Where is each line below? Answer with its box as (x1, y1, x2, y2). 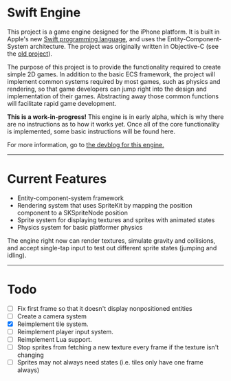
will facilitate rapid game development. (7, 99, 117, 107)
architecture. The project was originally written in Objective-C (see (30, 42, 219, 50)
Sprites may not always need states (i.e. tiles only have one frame (16, 358, 204, 367)
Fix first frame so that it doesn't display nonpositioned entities (16, 304, 192, 312)
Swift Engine (7, 5, 81, 21)
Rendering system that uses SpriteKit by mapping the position (16, 201, 192, 209)
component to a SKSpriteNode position (16, 208, 129, 217)
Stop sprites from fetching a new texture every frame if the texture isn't (16, 343, 219, 351)
